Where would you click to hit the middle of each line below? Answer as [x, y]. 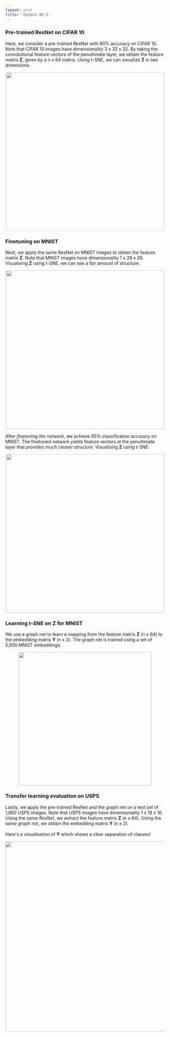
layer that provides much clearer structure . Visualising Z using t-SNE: [77, 447]
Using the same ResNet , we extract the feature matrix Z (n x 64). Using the [83, 818]
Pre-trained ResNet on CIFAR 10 [45, 33]
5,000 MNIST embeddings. [33, 645]
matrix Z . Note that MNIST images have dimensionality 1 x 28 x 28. [75, 258]
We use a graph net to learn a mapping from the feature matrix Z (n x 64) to [84, 634]
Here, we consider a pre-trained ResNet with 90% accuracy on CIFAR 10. [81, 43]
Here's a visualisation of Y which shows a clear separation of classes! [78, 834]
